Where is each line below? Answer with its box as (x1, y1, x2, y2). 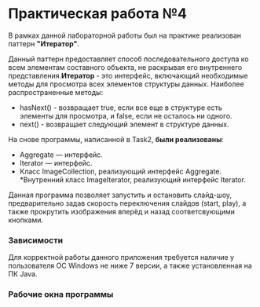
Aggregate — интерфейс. (19, 150, 104, 159)
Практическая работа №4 (8, 5, 187, 23)
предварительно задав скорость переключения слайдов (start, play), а (8, 198, 247, 208)
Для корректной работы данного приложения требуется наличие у (8, 253, 234, 262)
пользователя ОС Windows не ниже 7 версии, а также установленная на (8, 261, 253, 271)
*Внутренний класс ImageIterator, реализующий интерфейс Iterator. (19, 174, 246, 185)
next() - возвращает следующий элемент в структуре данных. (19, 119, 229, 129)
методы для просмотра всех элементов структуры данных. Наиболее (8, 79, 245, 89)
